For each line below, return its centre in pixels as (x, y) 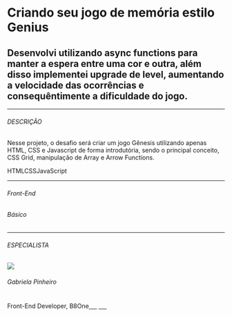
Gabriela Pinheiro (32, 282)
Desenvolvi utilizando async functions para (103, 53)
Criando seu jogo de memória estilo (111, 13)
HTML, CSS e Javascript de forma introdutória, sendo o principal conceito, (113, 151)
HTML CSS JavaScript (37, 171)
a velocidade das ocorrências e (76, 85)
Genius (28, 27)
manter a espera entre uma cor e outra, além (105, 64)
